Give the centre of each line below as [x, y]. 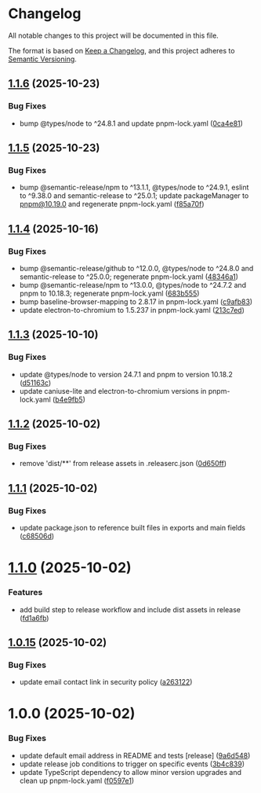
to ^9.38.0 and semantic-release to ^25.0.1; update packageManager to [134, 196]
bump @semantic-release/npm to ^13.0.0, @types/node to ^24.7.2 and [133, 285]
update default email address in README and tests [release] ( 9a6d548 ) [135, 755]
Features [25, 593]
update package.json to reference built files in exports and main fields [132, 528]
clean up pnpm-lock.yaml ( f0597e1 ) [77, 780]
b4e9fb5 [69, 399]
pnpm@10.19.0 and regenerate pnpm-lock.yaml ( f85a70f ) [112, 204]
